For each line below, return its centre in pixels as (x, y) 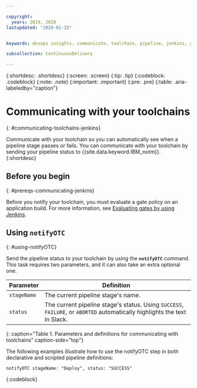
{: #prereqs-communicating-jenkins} (50, 190)
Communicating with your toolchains (98, 112)
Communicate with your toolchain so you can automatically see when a (92, 139)
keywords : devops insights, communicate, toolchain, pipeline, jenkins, (97, 43)
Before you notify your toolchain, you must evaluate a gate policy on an (92, 202)
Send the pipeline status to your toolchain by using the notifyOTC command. (98, 258)
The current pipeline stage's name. (92, 295)
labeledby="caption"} (32, 88)
